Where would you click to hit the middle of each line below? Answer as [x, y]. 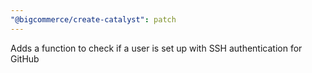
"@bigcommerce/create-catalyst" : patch [93, 19]
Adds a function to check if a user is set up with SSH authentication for [156, 48]
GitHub [25, 58]
